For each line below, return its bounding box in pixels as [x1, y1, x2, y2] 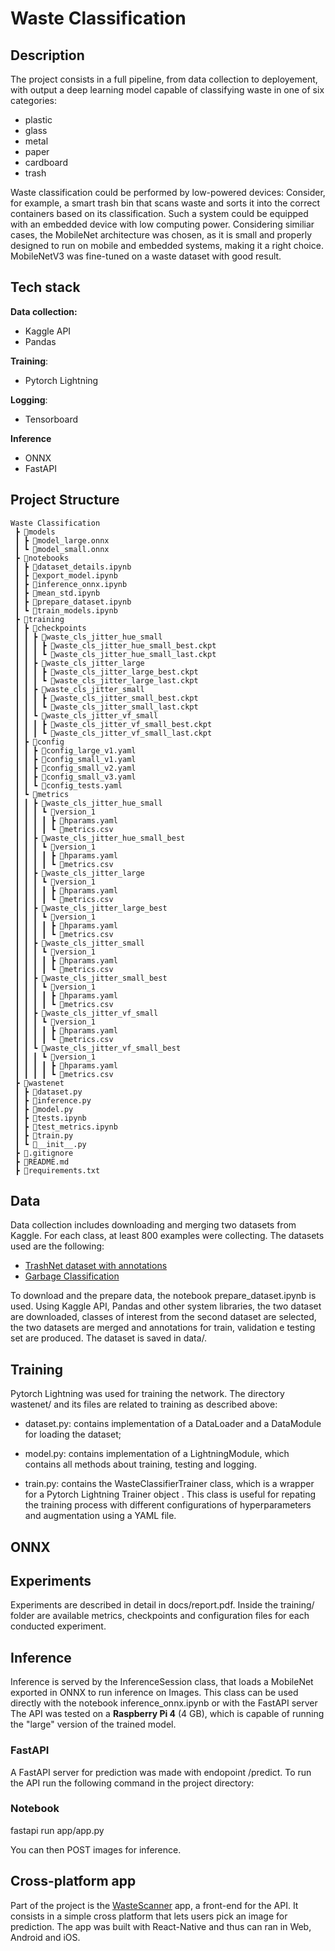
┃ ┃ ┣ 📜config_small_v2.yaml [14, 763, 137, 773]
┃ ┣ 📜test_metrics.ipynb [14, 1122, 118, 1132]
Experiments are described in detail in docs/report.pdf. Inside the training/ [10, 1599, 315, 1611]
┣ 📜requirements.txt [14, 1165, 101, 1176]
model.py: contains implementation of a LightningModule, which [24, 1448, 290, 1460]
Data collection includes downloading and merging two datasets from [10, 1219, 297, 1231]
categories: [10, 95, 57, 106]
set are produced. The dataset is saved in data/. [10, 1332, 208, 1344]
